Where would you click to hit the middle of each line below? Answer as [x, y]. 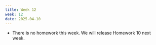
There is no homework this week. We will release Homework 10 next [81, 33]
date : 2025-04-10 [23, 19]
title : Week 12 [21, 10]
